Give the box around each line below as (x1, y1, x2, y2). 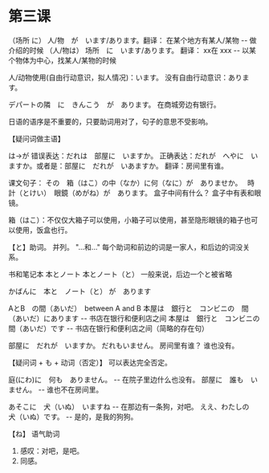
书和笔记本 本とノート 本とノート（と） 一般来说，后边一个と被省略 (8, 269, 233, 279)
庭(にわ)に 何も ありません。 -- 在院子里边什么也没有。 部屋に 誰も (8, 374, 244, 384)
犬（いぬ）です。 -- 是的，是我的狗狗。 (8, 411, 138, 422)
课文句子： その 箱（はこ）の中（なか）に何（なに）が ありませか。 (8, 177, 239, 187)
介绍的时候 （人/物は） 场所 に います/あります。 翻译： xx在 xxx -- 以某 (8, 45, 257, 55)
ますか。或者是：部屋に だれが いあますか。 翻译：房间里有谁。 (8, 161, 229, 170)
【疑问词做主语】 (8, 133, 65, 143)
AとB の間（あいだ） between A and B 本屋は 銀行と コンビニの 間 (8, 303, 249, 313)
